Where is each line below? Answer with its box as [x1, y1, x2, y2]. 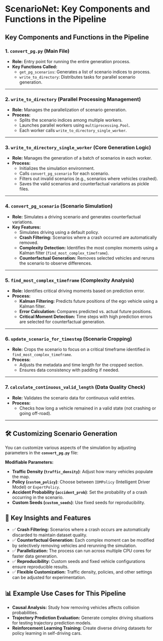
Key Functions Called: [12, 64, 57, 69]
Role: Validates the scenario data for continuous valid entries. [12, 394, 135, 401]
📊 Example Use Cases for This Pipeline [5, 589, 126, 597]
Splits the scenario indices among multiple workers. [19, 117, 123, 123]
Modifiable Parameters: [5, 460, 54, 465]
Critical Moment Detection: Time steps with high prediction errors [19, 314, 153, 320]
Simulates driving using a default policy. [19, 229, 99, 235]
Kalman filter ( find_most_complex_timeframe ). [19, 250, 109, 256]
